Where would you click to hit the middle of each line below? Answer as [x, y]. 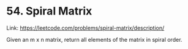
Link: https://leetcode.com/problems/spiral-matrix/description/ [85, 28]
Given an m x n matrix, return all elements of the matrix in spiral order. [94, 39]
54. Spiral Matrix [49, 11]
